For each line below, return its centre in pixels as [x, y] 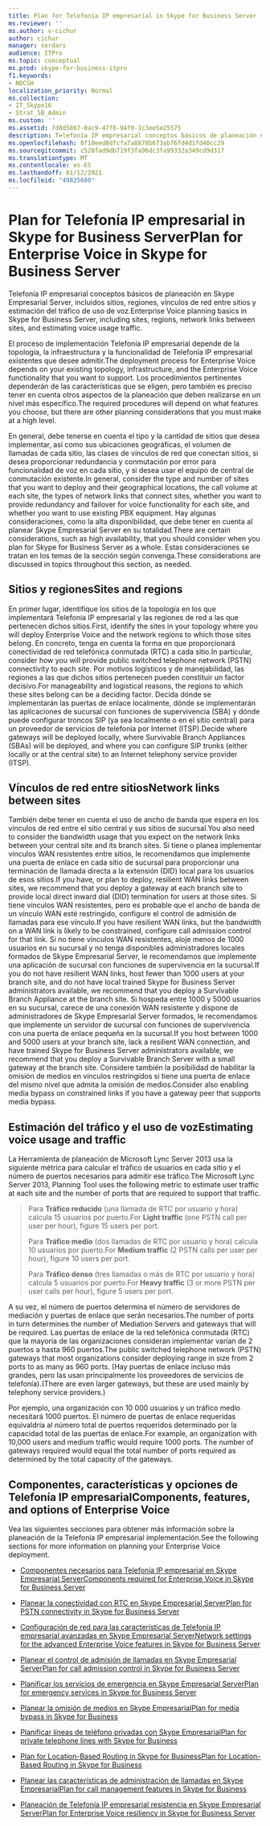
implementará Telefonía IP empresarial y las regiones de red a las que [123, 617]
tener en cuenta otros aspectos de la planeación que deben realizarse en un [135, 394]
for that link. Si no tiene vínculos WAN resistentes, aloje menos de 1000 [126, 940]
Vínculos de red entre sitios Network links [114, 788]
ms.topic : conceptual [45, 61]
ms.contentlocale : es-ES [50, 166]
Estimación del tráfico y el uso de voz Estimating [131, 1127]
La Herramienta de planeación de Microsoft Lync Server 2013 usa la [121, 1159]
